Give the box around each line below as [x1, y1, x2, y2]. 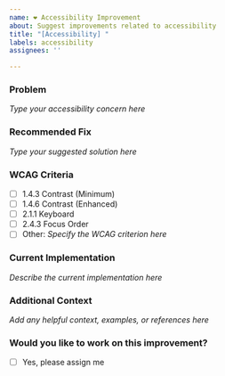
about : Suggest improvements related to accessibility [9, 21, 217, 30]
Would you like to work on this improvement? [9, 336, 208, 348]
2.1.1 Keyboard [21, 208, 75, 219]
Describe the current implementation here [9, 272, 163, 282]
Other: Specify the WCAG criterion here [21, 229, 167, 240]
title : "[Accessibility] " [9, 29, 109, 38]
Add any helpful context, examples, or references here [9, 314, 209, 325]
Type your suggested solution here [9, 146, 137, 157]
